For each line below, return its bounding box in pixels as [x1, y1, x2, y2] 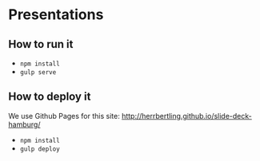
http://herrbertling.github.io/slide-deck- [121, 111, 252, 120]
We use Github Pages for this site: [8, 111, 120, 120]
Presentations [8, 6, 104, 24]
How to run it [8, 37, 74, 51]
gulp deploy [19, 145, 60, 153]
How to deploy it [8, 90, 91, 104]
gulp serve [19, 69, 57, 77]
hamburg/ [8, 120, 41, 129]
